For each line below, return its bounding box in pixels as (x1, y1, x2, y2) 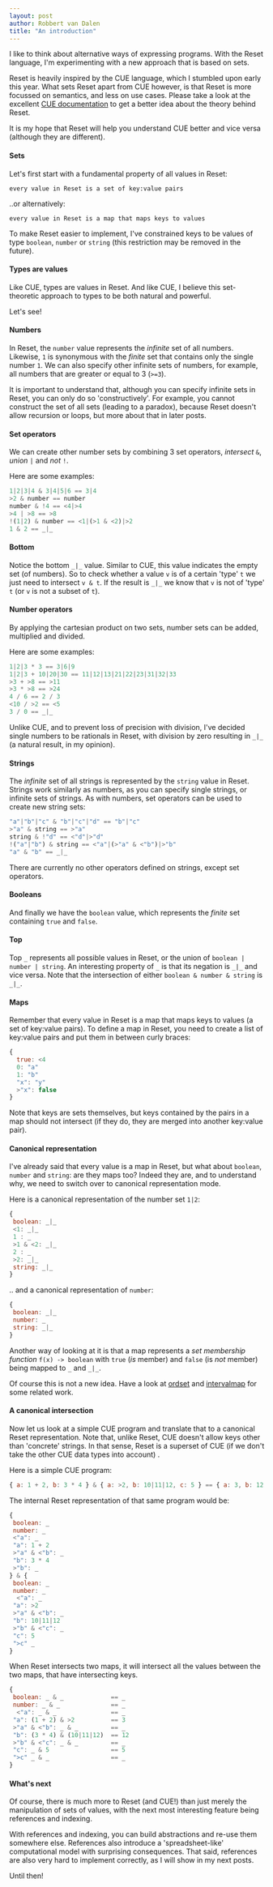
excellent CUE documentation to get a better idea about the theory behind (9, 99, 256, 109)
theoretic (9, 291, 40, 301)
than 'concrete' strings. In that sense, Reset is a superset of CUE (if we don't (9, 1441, 265, 1450)
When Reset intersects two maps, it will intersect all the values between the (9, 1662, 262, 1671)
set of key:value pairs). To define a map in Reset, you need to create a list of (9, 1024, 263, 1034)
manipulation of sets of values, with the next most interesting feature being (9, 1805, 259, 1815)
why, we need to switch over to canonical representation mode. (9, 1179, 221, 1189)
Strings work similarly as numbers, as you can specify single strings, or (9, 785, 247, 795)
